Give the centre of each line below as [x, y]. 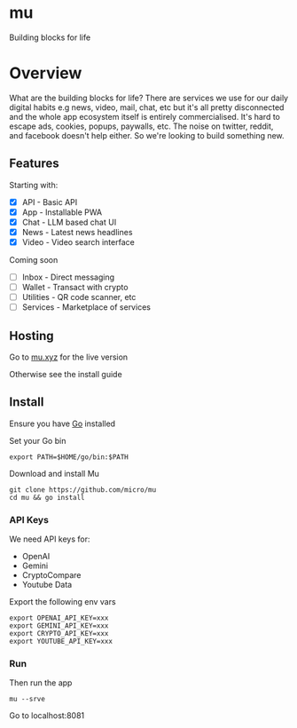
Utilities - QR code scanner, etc [79, 297]
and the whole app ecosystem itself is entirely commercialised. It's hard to [145, 116]
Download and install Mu [55, 473]
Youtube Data [47, 585]
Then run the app [41, 683]
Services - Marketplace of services [86, 307]
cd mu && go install [47, 497]
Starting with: [34, 185]
